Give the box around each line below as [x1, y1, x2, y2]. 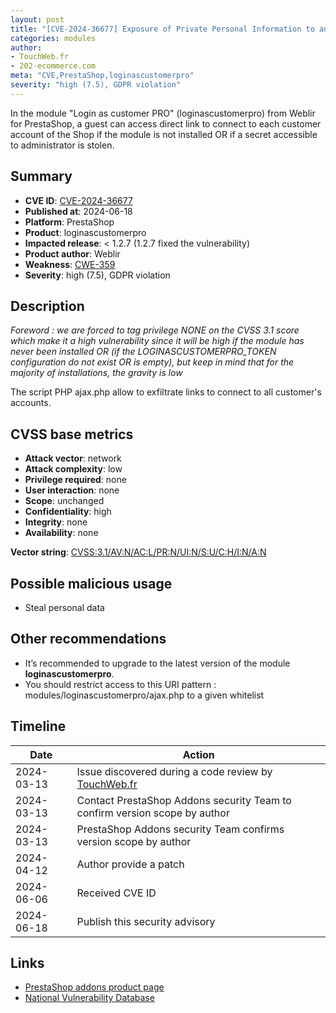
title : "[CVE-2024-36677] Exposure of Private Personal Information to [10, 24, 315, 34]
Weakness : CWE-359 [24, 258, 116, 270]
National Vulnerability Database [24, 992, 155, 1004]
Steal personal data [24, 602, 105, 613]
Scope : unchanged [24, 495, 105, 507]
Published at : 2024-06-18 [24, 205, 133, 217]
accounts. [10, 397, 52, 409]
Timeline [10, 718, 67, 735]
